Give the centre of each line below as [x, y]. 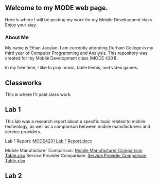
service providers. [23, 131]
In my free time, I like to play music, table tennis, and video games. [72, 68]
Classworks [24, 83]
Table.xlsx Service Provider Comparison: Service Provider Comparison [76, 155]
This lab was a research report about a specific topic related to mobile [75, 121]
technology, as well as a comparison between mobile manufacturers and [78, 126]
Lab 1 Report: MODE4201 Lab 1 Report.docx [49, 141]
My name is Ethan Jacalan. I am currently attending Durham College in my [79, 48]
